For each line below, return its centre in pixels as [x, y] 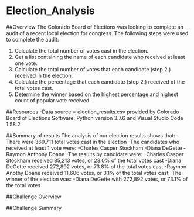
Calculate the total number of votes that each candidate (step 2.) [93, 69]
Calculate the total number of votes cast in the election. [81, 50]
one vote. [26, 63]
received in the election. [44, 75]
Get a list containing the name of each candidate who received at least [100, 57]
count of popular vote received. [52, 100]
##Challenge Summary [34, 208]
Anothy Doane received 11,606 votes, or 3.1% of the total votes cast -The [94, 173]
